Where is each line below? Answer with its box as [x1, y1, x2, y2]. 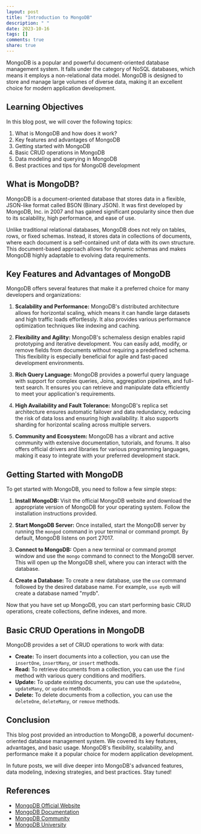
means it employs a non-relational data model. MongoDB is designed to [6, 72, 183, 79]
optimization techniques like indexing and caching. [14, 322, 140, 329]
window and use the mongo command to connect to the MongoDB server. [14, 552, 194, 560]
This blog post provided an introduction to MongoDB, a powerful [6, 731, 166, 738]
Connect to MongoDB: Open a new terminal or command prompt [14, 546, 176, 553]
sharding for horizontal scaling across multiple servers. [14, 421, 151, 428]
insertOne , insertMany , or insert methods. [14, 659, 120, 666]
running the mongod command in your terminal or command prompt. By [14, 528, 189, 535]
